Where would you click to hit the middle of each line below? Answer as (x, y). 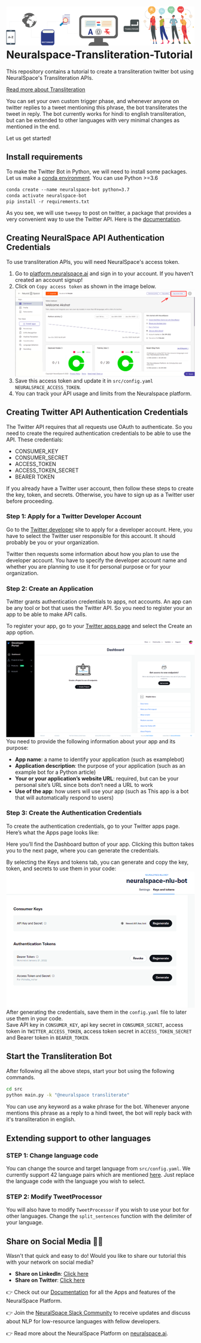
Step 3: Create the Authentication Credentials (74, 813)
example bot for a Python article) (55, 772)
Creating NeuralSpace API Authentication (85, 238)
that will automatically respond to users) (64, 797)
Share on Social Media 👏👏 (55, 1241)
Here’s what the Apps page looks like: (53, 832)
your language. (25, 1222)
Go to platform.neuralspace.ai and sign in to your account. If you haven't (104, 274)
